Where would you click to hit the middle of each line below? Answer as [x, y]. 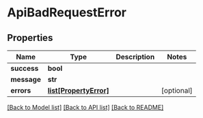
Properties [30, 38]
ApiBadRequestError [67, 13]
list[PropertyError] [78, 90]
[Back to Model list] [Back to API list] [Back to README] [85, 107]
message [26, 79]
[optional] [177, 90]
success [25, 68]
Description [135, 57]
